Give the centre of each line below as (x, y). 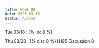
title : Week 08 (20, 9)
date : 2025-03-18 (22, 14)
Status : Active (20, 18)
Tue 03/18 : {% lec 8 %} (29, 32)
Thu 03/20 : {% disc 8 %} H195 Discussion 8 (49, 41)
